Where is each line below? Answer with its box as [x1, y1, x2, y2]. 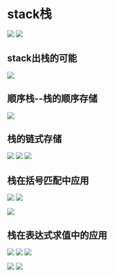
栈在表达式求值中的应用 [7, 229, 107, 241]
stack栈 [7, 6, 53, 22]
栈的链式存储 [7, 133, 62, 144]
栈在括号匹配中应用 [7, 174, 89, 186]
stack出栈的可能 [7, 53, 77, 65]
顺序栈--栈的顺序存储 [7, 93, 98, 105]
